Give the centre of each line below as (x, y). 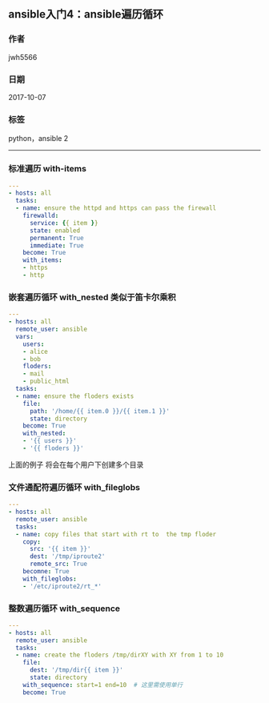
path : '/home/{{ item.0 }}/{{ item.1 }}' (100, 411)
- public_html (46, 382)
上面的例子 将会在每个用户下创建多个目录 (76, 464)
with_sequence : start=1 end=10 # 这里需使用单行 (103, 685)
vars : (25, 336)
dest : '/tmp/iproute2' (67, 556)
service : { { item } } (64, 223)
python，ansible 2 (38, 139)
